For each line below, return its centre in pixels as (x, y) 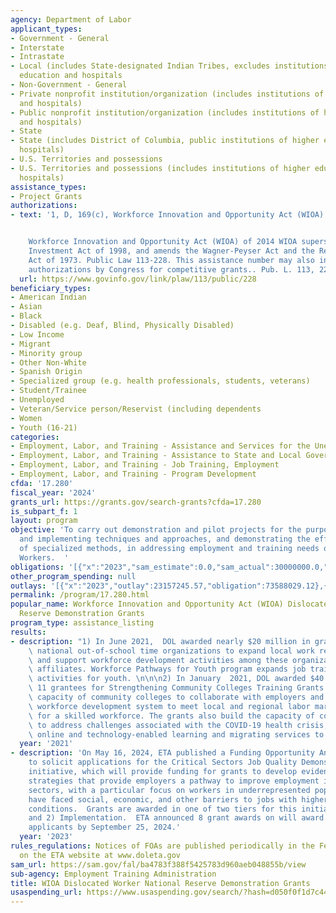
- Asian (26, 307)
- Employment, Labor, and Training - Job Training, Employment (145, 465)
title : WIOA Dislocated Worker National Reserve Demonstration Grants (160, 883)
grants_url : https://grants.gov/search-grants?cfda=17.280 (136, 502)
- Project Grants (46, 196)
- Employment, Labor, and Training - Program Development (133, 474)
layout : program (44, 521)
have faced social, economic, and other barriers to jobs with (163, 799)
